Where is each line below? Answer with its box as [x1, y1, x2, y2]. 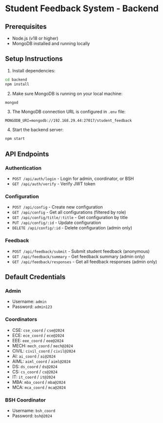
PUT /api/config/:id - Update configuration [12, 220, 101, 225]
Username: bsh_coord [12, 407, 56, 413]
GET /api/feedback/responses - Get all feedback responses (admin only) [12, 259, 158, 265]
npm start [5, 136, 25, 141]
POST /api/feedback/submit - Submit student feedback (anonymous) [12, 248, 150, 254]
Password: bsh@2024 [12, 413, 52, 419]
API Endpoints [5, 150, 49, 158]
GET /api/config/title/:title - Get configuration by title [12, 215, 128, 221]
